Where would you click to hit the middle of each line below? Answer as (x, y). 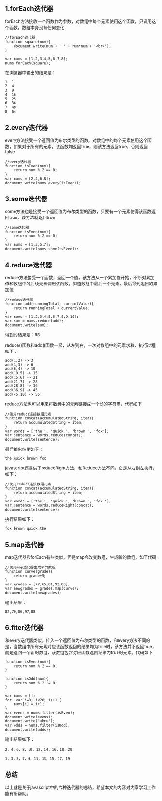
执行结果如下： (20, 519)
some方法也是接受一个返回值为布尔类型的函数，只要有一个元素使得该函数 (78, 211)
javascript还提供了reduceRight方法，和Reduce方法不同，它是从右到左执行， (81, 468)
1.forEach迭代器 (29, 9)
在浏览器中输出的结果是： (30, 72)
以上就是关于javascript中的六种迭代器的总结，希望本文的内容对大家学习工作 (81, 787)
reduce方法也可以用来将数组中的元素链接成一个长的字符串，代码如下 (74, 404)
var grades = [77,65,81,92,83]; (37, 584)
